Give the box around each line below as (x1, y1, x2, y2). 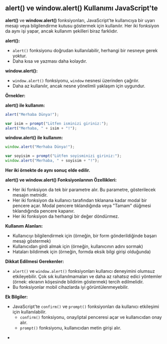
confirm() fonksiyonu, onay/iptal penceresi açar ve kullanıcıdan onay (19, 314, 162, 320)
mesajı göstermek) (12, 238, 51, 244)
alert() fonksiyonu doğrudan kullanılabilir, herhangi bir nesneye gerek (12, 47, 158, 53)
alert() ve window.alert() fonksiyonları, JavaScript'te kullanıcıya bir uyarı (5, 17, 155, 23)
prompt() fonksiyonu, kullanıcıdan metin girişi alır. (19, 325, 121, 331)
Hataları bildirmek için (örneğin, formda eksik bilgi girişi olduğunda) (12, 249, 151, 255)
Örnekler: (5, 92, 26, 98)
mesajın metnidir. (12, 192, 48, 198)
